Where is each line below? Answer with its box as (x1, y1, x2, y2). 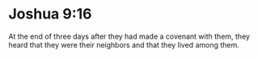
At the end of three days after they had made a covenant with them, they (8, 31, 251, 41)
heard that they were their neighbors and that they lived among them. (8, 39, 240, 49)
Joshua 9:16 (8, 5, 92, 23)
